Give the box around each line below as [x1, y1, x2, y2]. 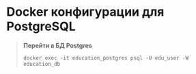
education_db [23, 60, 61, 67]
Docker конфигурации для [6, 4, 165, 20]
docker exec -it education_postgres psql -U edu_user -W [23, 54, 189, 62]
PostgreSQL [6, 18, 76, 34]
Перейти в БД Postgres [23, 41, 93, 49]
